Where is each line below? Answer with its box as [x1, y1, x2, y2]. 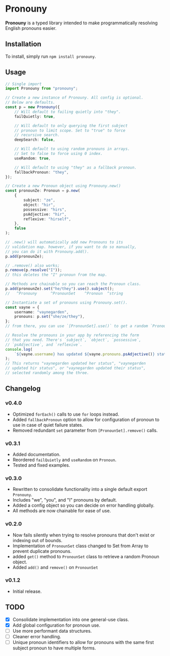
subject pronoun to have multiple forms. [12, 645, 96, 651]
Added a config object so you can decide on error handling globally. [12, 502, 155, 509]
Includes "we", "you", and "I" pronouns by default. [12, 497, 117, 503]
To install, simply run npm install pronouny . [5, 53, 96, 59]
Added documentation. [12, 451, 61, 457]
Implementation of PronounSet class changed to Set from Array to [12, 543, 149, 549]
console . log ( [5, 347, 33, 352]
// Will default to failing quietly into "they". [14, 109, 121, 114]
